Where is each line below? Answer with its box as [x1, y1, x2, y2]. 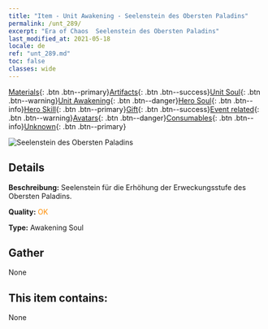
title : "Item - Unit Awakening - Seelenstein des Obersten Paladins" [8, 11, 249, 20]
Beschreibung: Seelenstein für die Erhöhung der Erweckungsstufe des [8, 182, 246, 192]
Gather [8, 245, 45, 260]
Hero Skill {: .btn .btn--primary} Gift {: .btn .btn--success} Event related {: [24, 104, 260, 114]
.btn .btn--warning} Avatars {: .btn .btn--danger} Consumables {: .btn [8, 113, 233, 123]
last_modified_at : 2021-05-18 [8, 34, 111, 43]
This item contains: [8, 291, 108, 305]
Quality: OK [8, 206, 49, 216]
